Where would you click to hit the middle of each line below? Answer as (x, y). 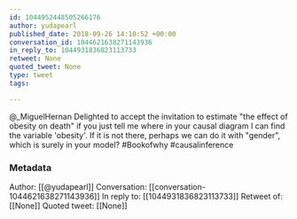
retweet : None (35, 59)
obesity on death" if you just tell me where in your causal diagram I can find (147, 126)
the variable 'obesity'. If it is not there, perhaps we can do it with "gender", (145, 135)
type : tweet (31, 75)
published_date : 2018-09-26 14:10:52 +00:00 (93, 34)
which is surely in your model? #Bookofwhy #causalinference (121, 145)
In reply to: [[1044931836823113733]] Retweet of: (192, 196)
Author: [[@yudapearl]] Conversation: (78, 186)
